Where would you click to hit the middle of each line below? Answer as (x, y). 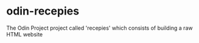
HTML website (25, 34)
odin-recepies (43, 11)
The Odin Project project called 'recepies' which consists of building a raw (100, 28)
